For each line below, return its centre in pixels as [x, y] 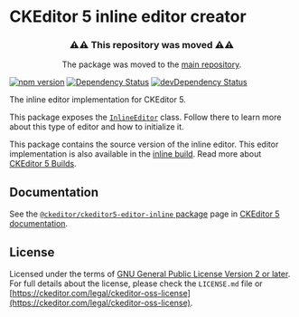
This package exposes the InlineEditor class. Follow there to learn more [145, 117]
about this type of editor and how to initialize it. [97, 127]
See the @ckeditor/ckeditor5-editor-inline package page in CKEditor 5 [145, 214]
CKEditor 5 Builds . [43, 164]
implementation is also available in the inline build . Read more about [135, 154]
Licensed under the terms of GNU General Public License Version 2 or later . [150, 274]
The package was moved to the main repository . [152, 64]
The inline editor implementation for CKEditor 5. [98, 100]
